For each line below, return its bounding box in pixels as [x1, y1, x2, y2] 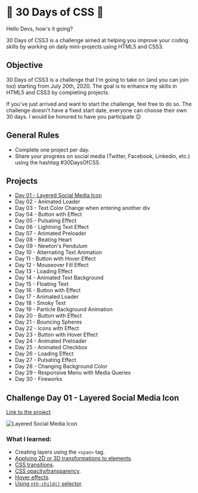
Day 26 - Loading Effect [14, 350, 74, 357]
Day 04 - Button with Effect [14, 211, 82, 218]
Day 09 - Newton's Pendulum [14, 243, 88, 250]
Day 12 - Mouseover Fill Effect [14, 262, 89, 269]
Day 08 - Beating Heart [14, 236, 72, 243]
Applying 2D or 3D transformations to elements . [14, 455, 133, 462]
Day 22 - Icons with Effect [14, 325, 79, 332]
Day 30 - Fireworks [14, 376, 63, 383]
